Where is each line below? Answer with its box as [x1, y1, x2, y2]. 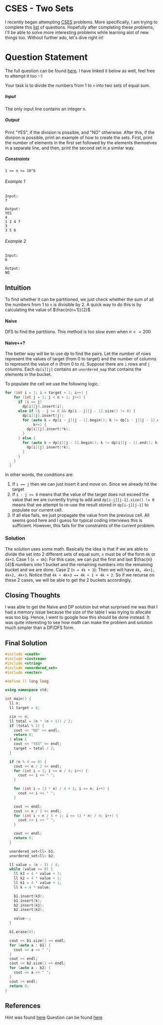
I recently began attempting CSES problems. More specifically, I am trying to [5, 19, 158, 25]
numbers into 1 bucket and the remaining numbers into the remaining [15, 561, 153, 567]
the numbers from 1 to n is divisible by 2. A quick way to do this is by [5, 302, 142, 307]
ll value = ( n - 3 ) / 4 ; [9, 862, 60, 867]
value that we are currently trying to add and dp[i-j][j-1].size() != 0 [12, 497, 155, 503]
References [5, 1002, 41, 1010]
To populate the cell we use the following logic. [5, 381, 99, 387]
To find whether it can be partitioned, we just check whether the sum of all [5, 296, 154, 302]
